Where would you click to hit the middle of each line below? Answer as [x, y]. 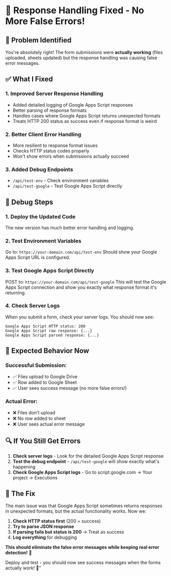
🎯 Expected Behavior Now [47, 351]
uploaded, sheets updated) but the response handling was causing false [81, 58]
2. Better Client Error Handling [43, 134]
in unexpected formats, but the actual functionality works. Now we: [76, 511]
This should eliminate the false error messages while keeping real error [82, 547]
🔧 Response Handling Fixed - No [75, 10]
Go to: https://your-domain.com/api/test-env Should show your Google [81, 252]
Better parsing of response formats [50, 110]
